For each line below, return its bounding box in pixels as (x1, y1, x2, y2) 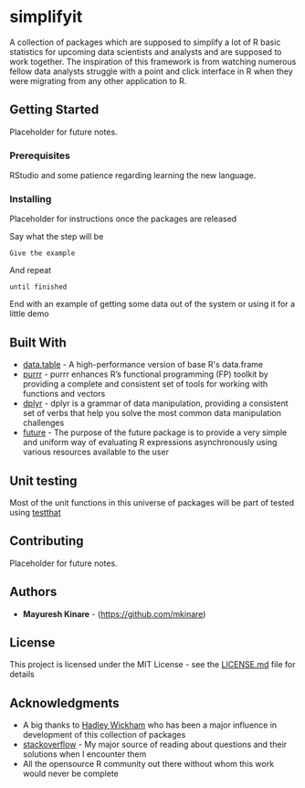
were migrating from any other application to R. (9, 75, 187, 86)
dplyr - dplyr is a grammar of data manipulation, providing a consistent (22, 398, 289, 409)
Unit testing (9, 473, 78, 488)
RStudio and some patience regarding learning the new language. (9, 170, 257, 181)
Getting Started (9, 102, 100, 118)
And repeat (9, 265, 52, 276)
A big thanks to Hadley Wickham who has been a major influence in (22, 719, 278, 730)
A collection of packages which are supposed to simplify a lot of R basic (9, 37, 281, 48)
